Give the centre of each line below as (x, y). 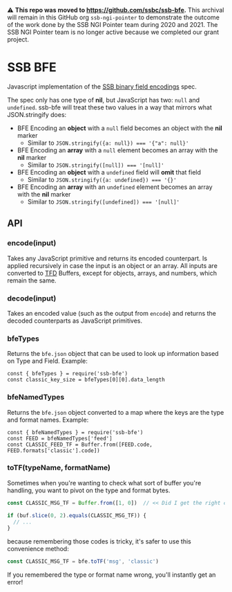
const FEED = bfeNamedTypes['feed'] (60, 438)
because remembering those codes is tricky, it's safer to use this (99, 541)
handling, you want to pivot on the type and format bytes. (89, 490)
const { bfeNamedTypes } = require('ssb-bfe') (75, 432)
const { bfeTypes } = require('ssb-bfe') (68, 374)
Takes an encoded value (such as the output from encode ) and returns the (112, 313)
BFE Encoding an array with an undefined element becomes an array (115, 187)
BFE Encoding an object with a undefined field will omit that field (109, 172)
